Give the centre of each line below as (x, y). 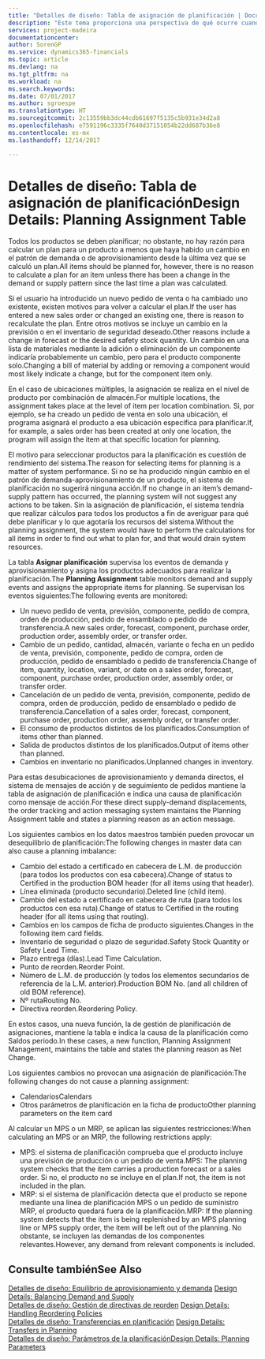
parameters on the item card (66, 1114)
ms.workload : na (35, 81)
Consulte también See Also (75, 1269)
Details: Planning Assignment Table (127, 220)
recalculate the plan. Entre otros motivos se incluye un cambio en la (118, 323)
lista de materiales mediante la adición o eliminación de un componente (124, 349)
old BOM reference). (53, 992)
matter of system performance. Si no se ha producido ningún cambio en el (129, 472)
